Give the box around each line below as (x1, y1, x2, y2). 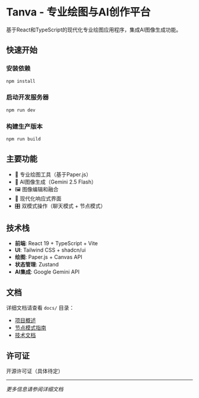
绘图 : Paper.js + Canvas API (14, 253, 83, 261)
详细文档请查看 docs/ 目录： (6, 304, 75, 312)
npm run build (6, 136, 41, 142)
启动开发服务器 (6, 93, 49, 101)
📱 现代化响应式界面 (14, 195, 62, 202)
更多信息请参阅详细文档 (6, 386, 63, 393)
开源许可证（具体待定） (6, 368, 63, 375)
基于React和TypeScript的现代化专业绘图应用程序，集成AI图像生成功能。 (6, 26, 182, 33)
